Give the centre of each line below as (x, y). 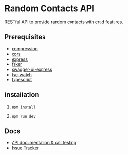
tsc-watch (22, 74)
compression (25, 48)
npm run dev (23, 116)
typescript (22, 79)
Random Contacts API (50, 8)
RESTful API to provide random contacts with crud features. (64, 22)
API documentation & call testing (44, 143)
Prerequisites (25, 37)
